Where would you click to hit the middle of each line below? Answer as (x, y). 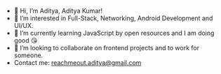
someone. (28, 55)
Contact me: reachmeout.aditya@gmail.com (78, 62)
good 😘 (26, 40)
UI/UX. (24, 25)
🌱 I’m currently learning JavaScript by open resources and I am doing (114, 33)
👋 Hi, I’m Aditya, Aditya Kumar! (58, 11)
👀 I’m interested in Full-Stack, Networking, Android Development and (113, 18)
